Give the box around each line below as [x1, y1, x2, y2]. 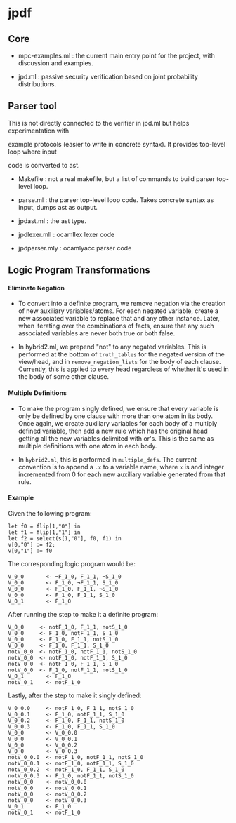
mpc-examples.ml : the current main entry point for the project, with [18, 51, 215, 60]
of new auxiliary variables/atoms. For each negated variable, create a [18, 307, 218, 315]
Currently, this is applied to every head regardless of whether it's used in [18, 365, 229, 373]
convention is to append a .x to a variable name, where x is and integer [18, 462, 224, 471]
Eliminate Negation [8, 283, 65, 292]
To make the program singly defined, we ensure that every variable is [18, 404, 219, 413]
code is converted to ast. [8, 161, 80, 169]
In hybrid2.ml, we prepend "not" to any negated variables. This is [18, 342, 206, 352]
